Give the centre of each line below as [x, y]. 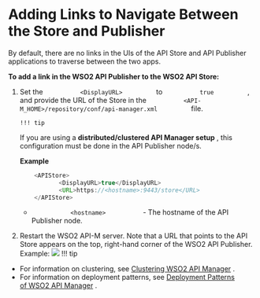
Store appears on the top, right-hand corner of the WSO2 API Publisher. [136, 245]
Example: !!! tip [48, 254]
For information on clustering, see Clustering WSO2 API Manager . [127, 269]
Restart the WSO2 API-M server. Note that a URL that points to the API [134, 236]
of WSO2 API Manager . [58, 285]
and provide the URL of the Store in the [83, 100]
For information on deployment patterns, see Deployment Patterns [127, 278]
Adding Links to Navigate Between [123, 15]
